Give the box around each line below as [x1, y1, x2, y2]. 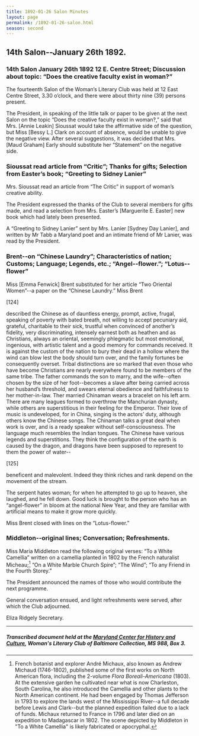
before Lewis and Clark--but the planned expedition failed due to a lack [14, 704, 190, 711]
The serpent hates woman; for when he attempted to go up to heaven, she [6, 489, 188, 496]
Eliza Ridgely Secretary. [6, 614, 64, 622]
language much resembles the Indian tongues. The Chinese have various [6, 429, 185, 436]
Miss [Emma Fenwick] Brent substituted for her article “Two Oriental [6, 281, 172, 288]
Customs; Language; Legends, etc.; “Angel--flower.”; [6, 260, 163, 268]
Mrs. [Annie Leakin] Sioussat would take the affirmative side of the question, [6, 122, 192, 129]
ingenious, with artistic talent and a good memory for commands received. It [6, 341, 192, 348]
